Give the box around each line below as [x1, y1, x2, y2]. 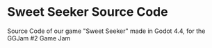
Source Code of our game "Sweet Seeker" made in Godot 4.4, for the [7, 27, 206, 35]
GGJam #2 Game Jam [7, 34, 71, 42]
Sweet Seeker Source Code [7, 4, 168, 20]
